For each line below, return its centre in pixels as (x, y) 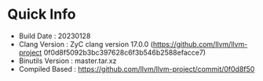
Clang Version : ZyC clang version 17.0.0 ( (86, 44)
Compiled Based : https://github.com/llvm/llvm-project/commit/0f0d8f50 (137, 69)
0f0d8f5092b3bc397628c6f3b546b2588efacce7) (124, 52)
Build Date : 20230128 (55, 36)
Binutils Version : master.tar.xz (68, 61)
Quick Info (42, 14)
